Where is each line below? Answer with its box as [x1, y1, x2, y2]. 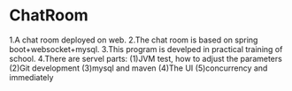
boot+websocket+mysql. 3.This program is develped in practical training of [9, 43, 283, 54]
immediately [9, 72, 54, 82]
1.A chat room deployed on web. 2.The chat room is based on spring [9, 34, 258, 45]
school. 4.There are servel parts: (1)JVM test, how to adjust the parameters [9, 53, 283, 64]
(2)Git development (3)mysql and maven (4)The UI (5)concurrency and [9, 63, 268, 73]
